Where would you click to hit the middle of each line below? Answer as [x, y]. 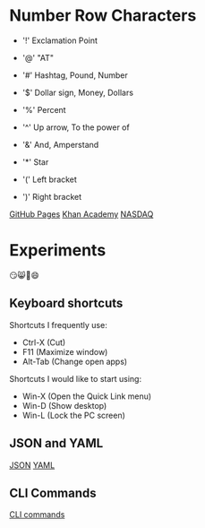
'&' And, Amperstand [60, 144]
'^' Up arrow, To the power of [76, 127]
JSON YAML [32, 465]
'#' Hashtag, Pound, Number [75, 75]
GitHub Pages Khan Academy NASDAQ [81, 214]
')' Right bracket [52, 196]
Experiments [58, 251]
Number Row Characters [103, 16]
